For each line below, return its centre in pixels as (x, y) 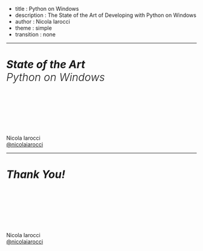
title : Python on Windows (47, 9)
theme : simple (34, 28)
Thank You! (36, 174)
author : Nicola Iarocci (43, 21)
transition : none (35, 34)
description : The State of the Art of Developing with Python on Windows (105, 15)
